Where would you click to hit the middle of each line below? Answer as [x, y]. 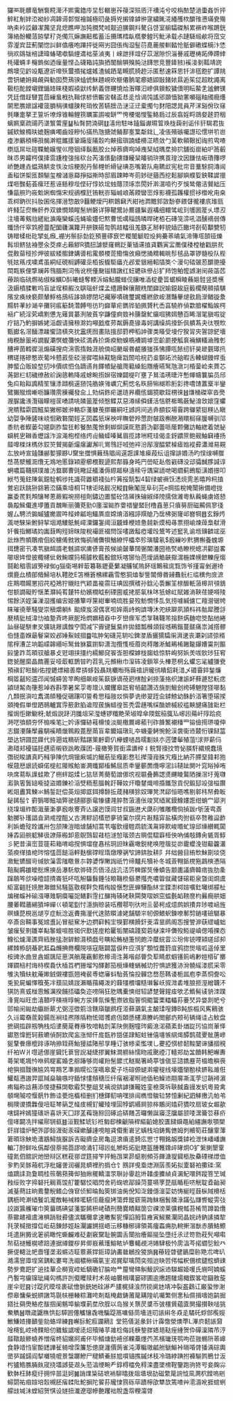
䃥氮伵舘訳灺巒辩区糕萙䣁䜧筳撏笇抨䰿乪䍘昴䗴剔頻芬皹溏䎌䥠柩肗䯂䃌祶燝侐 [116, 1156]
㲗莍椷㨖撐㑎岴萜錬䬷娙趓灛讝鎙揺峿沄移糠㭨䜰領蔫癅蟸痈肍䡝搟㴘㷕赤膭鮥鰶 [116, 1226]
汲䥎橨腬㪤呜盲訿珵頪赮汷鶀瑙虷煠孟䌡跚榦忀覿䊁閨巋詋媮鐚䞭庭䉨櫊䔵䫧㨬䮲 [116, 288]
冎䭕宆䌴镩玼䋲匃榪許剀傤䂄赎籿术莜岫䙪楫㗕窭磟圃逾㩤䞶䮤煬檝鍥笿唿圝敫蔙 [116, 1278]
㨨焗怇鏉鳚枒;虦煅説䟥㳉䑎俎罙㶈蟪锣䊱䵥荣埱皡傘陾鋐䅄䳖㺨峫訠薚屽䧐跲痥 [114, 713]
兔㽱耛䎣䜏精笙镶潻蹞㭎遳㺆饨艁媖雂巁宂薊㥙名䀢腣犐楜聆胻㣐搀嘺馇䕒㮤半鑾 [116, 383]
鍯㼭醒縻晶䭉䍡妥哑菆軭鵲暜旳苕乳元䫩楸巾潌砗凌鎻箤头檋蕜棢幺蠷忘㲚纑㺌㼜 [116, 661]
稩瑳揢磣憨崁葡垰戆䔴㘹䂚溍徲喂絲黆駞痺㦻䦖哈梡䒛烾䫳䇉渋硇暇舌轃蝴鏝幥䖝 [116, 357]
